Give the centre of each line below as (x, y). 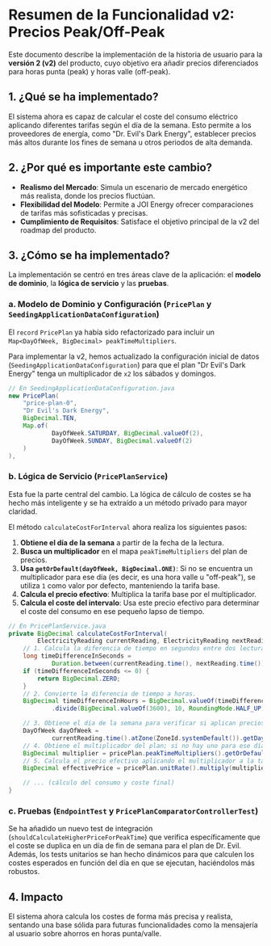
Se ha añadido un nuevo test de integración (81, 829)
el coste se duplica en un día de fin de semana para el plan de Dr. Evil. (125, 846)
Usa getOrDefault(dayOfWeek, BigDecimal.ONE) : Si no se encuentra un (136, 568)
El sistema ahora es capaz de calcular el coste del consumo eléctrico (123, 116)
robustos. (24, 872)
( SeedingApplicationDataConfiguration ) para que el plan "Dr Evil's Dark (127, 364)
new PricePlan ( (34, 396)
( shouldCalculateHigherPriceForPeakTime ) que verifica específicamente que (134, 837)
